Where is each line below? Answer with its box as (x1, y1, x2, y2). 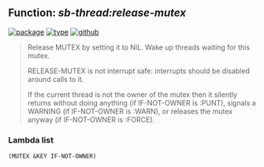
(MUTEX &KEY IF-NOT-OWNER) (8, 153, 97, 161)
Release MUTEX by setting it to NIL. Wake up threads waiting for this (27, 43, 251, 52)
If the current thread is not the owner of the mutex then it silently (27, 90, 238, 99)
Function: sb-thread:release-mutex (8, 6, 187, 20)
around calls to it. (27, 74, 84, 83)
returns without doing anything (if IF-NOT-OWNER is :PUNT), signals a (27, 98, 256, 107)
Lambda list (8, 134, 54, 145)
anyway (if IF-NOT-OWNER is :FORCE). (27, 114, 155, 124)
